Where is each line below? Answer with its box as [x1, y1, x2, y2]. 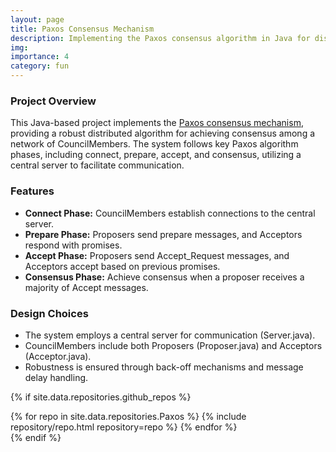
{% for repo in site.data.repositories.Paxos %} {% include [10, 410, 247, 422]
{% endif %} [10, 431, 62, 443]
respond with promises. [24, 239, 123, 251]
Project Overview [10, 94, 97, 108]
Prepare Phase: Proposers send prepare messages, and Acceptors [24, 228, 303, 240]
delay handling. [24, 371, 89, 383]
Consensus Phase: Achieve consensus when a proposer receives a [24, 271, 305, 283]
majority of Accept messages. [24, 281, 149, 293]
